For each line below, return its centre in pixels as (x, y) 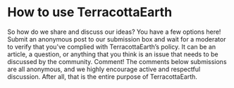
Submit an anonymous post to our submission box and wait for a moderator (117, 39)
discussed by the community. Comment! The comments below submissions (117, 61)
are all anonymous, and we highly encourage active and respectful (104, 69)
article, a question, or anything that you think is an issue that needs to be (113, 54)
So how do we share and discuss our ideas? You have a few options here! (114, 32)
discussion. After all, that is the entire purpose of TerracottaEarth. (102, 76)
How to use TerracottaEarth (90, 12)
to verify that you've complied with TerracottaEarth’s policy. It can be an (112, 46)
